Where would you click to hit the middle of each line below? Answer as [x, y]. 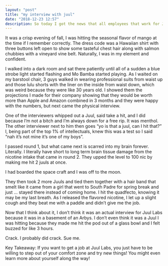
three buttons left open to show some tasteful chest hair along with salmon [82, 48]
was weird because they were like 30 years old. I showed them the [74, 90]
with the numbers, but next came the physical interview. [63, 106]
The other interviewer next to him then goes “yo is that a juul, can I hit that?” [83, 126]
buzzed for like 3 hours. [29, 229]
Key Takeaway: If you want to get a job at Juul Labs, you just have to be [79, 248]
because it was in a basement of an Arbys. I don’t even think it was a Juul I [82, 218]
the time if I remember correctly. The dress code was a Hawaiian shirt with [82, 43]
